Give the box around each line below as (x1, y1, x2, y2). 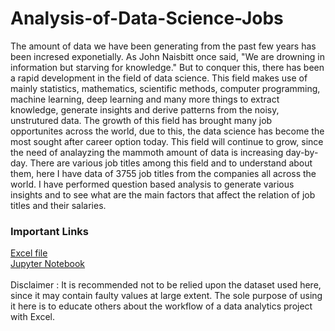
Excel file (10, 247, 48, 259)
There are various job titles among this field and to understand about (29, 157, 313, 169)
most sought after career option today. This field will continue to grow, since (10, 135, 324, 147)
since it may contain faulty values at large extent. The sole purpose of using (10, 290, 323, 302)
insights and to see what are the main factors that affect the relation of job (10, 188, 316, 201)
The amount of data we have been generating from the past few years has (10, 40, 317, 52)
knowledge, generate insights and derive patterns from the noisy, (10, 103, 280, 116)
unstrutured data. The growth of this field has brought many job (10, 114, 273, 126)
